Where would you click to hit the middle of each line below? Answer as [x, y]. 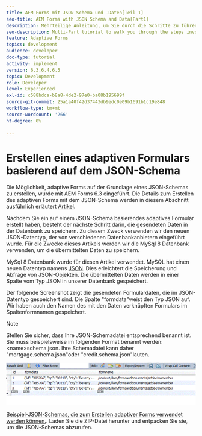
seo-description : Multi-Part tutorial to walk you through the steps [95, 32]
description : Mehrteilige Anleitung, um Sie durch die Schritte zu [93, 25]
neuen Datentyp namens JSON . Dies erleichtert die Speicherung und [92, 268]
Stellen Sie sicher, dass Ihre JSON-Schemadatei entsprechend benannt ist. [99, 335]
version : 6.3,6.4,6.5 [33, 70]
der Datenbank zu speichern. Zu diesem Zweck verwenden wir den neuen [98, 231]
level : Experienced [31, 89]
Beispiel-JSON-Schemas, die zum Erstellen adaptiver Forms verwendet [95, 414]
